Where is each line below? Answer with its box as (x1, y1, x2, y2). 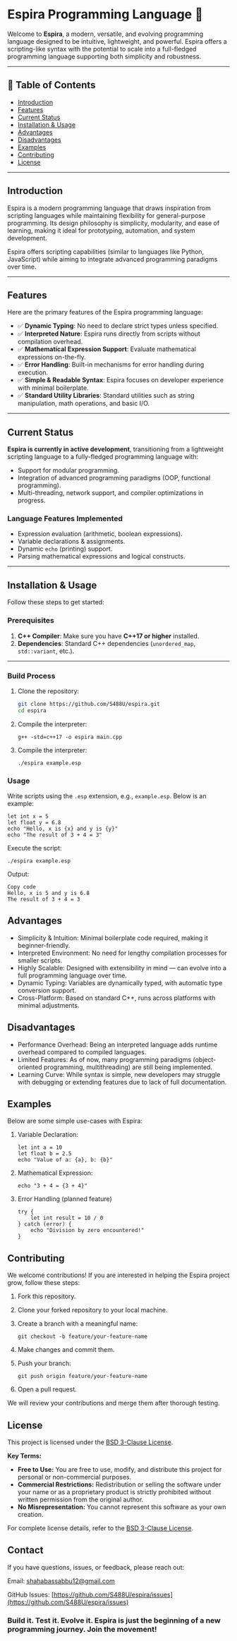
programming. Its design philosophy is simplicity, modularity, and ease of (7, 219, 220, 227)
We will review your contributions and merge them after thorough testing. (7, 1399, 220, 1408)
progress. (17, 496, 46, 505)
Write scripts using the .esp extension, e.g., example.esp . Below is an (7, 791, 207, 800)
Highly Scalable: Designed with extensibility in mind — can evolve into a (17, 963, 227, 972)
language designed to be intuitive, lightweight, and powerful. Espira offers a (7, 37, 227, 45)
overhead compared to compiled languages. (17, 1047, 147, 1056)
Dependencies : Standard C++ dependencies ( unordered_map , (17, 639, 196, 647)
